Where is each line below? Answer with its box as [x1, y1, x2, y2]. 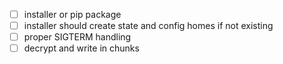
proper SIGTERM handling [23, 31, 132, 43]
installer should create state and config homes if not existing [23, 20, 274, 32]
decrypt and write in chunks [23, 42, 140, 54]
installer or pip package [23, 9, 122, 20]
